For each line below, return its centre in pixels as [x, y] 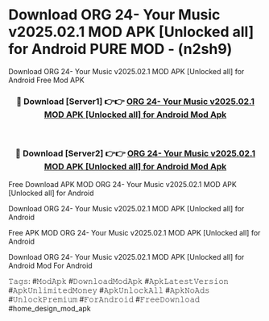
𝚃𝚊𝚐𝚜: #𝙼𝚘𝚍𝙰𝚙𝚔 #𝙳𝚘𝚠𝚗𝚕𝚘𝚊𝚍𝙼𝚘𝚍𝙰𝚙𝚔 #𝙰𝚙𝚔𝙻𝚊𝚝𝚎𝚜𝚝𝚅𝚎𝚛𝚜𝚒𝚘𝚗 [119, 281]
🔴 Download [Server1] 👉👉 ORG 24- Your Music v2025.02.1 [135, 101]
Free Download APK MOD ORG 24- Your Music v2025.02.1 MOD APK [123, 184]
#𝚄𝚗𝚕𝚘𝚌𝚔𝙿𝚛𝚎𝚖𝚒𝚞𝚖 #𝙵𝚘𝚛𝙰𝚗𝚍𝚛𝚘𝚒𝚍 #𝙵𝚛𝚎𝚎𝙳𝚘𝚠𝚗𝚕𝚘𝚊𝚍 [104, 299]
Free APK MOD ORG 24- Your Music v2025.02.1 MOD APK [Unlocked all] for [134, 232]
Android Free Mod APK [46, 80]
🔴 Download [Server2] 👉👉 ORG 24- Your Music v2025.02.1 [135, 153]
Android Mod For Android [50, 265]
